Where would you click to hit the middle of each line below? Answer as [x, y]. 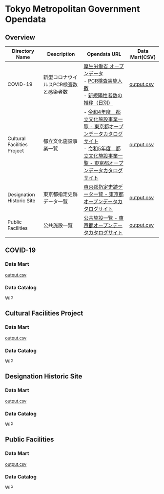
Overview [20, 37]
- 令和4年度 [97, 112]
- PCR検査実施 [101, 81]
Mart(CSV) [143, 57]
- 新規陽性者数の [103, 95]
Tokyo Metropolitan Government [72, 9]
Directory [23, 51]
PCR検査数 [65, 85]
